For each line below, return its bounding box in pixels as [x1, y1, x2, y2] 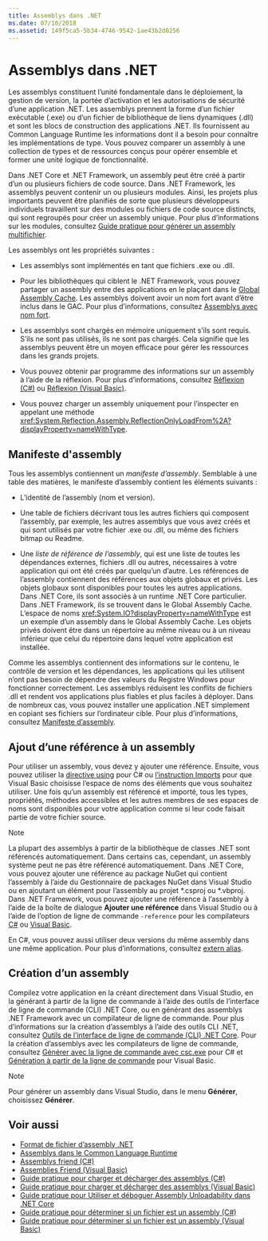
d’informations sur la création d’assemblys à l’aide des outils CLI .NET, [8, 1022, 239, 1031]
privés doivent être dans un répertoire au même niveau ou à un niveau [19, 626, 251, 635]
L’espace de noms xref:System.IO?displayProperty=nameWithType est [19, 608, 251, 619]
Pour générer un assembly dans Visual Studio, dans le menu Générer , [8, 1086, 238, 1096]
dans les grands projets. [19, 351, 100, 361]
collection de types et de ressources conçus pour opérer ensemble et [8, 147, 238, 156]
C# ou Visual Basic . [8, 919, 73, 929]
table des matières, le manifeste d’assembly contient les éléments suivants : [8, 477, 258, 487]
